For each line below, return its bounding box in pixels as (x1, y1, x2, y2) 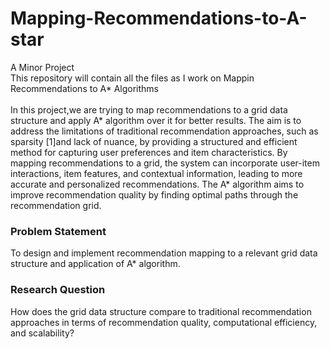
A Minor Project (10, 61, 75, 73)
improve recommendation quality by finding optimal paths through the (10, 188, 299, 201)
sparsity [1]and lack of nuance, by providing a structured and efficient (10, 135, 298, 147)
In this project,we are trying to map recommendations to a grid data (10, 103, 288, 116)
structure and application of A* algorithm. (10, 258, 181, 270)
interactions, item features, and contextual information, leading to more (10, 167, 303, 179)
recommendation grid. (10, 199, 102, 211)
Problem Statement (10, 224, 107, 238)
